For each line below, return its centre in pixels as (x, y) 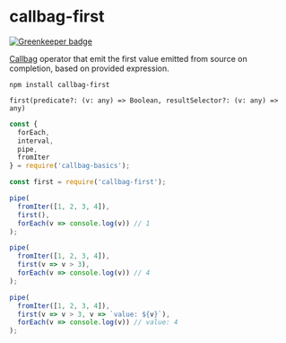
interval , (35, 141)
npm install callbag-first (60, 84)
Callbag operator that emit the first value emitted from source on (129, 58)
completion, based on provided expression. (89, 68)
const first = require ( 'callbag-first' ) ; (88, 182)
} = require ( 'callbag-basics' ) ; (69, 166)
